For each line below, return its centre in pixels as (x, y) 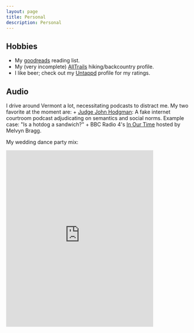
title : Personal (26, 17)
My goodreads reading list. (47, 61)
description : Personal (34, 22)
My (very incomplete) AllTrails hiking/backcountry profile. (84, 67)
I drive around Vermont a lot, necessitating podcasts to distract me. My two (97, 106)
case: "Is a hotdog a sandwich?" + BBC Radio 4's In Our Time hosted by (93, 124)
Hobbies (22, 46)
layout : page (22, 11)
